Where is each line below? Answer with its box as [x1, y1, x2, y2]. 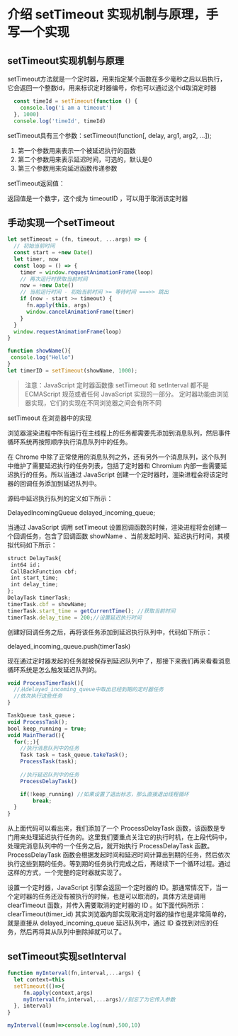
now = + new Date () [20, 282, 74, 289]
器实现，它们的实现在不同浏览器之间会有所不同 [24, 398, 161, 407]
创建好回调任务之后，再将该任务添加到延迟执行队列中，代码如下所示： [7, 627, 212, 636]
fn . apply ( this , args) [25, 302, 91, 309]
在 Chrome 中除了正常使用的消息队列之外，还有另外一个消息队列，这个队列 [7, 452, 227, 461]
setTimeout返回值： [7, 178, 65, 188]
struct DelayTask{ [7, 554, 62, 562]
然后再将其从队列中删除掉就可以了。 [19, 928, 125, 936]
